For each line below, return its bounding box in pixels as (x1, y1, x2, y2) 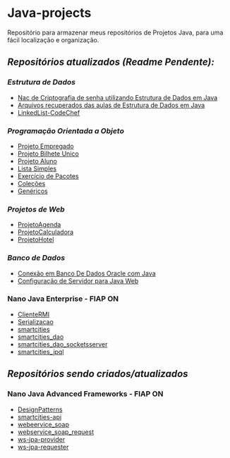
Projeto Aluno (17, 156, 58, 165)
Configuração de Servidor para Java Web (17, 276, 139, 285)
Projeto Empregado (17, 142, 74, 150)
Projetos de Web (7, 204, 65, 214)
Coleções (17, 179, 46, 187)
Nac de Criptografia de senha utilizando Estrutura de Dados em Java (17, 93, 218, 101)
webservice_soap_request (17, 428, 94, 436)
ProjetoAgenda (17, 221, 61, 229)
